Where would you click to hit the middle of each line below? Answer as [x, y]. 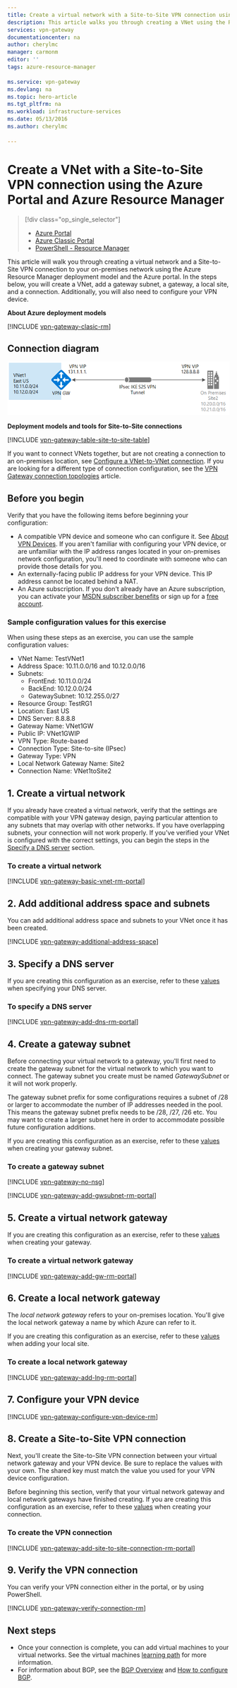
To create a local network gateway [68, 1362]
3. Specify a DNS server [61, 964]
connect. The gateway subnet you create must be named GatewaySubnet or [119, 1076]
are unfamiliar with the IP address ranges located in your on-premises [119, 552]
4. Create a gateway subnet [69, 1044]
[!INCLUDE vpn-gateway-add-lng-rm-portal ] [72, 1377]
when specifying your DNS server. [57, 988]
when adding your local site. [48, 1344]
